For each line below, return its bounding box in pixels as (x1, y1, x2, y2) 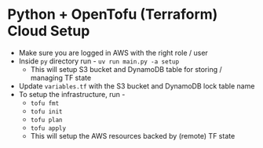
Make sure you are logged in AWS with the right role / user (18, 48, 209, 57)
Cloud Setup (7, 22, 90, 40)
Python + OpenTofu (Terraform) (7, 5, 218, 23)
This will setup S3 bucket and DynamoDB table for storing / (30, 64, 222, 74)
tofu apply (30, 124, 67, 132)
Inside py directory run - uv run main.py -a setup (18, 56, 180, 66)
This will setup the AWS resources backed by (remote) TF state (30, 131, 236, 140)
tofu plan (30, 116, 64, 124)
